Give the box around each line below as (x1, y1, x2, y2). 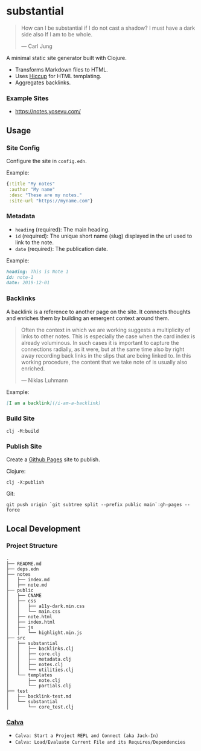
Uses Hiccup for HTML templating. (14, 72, 101, 79)
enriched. (21, 365, 45, 372)
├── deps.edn (6, 566, 39, 572)
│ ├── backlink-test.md (6, 693, 71, 699)
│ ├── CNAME (6, 592, 42, 598)
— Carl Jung (21, 42, 53, 50)
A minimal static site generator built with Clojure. (6, 54, 127, 61)
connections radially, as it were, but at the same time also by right (21, 345, 185, 353)
